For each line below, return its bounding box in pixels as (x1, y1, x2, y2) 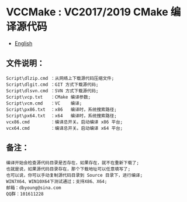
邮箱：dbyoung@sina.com (6, 184, 61, 191)
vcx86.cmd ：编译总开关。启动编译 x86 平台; (6, 119, 123, 125)
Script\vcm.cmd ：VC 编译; (6, 100, 82, 106)
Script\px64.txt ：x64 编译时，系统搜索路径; (6, 113, 117, 119)
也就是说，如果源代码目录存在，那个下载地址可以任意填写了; (6, 166, 131, 172)
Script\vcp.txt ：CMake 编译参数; (6, 94, 91, 100)
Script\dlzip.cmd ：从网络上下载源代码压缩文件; (6, 75, 115, 81)
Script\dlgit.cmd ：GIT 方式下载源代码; (6, 82, 99, 87)
